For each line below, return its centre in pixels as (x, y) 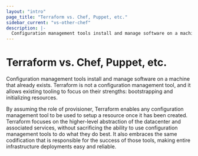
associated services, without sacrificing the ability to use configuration (92, 128)
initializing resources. (32, 98)
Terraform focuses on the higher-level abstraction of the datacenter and (94, 122)
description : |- (26, 28)
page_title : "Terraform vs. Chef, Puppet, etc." (67, 17)
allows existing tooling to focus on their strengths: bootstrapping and (90, 91)
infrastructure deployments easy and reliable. (61, 147)
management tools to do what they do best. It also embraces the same (92, 134)
